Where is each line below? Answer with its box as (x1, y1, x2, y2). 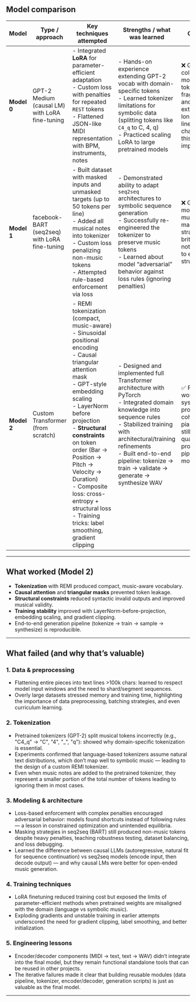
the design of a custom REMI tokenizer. (14, 763, 109, 770)
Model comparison (6, 5, 76, 15)
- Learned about (118, 253, 164, 261)
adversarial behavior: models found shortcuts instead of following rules (14, 815, 186, 822)
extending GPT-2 (118, 72, 166, 80)
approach (36, 33, 64, 41)
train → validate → (118, 464, 168, 472)
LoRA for (72, 54, 97, 62)
